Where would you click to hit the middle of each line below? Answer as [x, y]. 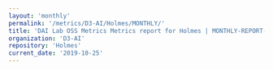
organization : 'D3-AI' [47, 38]
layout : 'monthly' [39, 16]
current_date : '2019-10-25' [56, 53]
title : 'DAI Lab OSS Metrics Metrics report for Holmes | [108, 31]
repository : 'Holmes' [45, 46]
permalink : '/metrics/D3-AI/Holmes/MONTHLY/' [87, 23]
